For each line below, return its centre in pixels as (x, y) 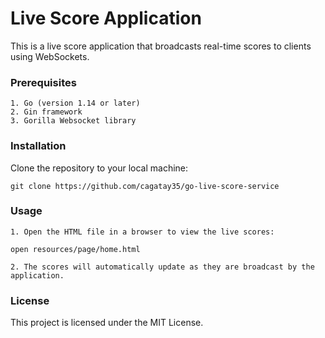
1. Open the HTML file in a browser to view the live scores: (142, 232)
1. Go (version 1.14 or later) (75, 103)
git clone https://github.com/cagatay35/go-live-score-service (145, 186)
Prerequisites (43, 82)
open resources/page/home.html (75, 249)
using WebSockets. (50, 56)
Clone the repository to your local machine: (99, 168)
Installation (38, 146)
